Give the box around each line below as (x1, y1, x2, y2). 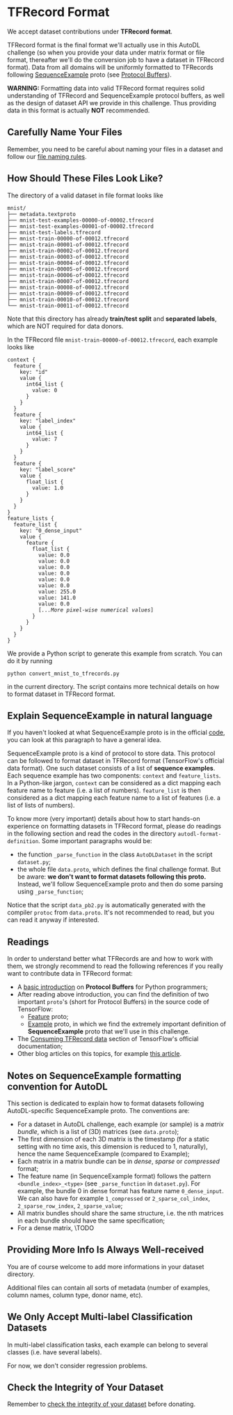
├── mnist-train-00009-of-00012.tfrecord (7, 290, 129, 297)
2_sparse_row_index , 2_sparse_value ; (17, 1202, 123, 1210)
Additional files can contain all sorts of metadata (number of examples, (7, 1283, 210, 1292)
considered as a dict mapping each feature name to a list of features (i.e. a (7, 794, 221, 802)
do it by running (7, 656, 53, 665)
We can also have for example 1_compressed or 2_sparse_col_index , (17, 1194, 211, 1202)
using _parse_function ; (17, 887, 84, 896)
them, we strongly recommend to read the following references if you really (7, 962, 224, 970)
